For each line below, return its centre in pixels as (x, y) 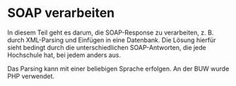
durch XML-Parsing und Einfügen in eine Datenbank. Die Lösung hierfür (112, 39)
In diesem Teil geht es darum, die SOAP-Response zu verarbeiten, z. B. (111, 32)
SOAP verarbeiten (61, 13)
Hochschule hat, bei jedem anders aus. (64, 55)
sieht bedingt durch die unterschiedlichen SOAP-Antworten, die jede (107, 47)
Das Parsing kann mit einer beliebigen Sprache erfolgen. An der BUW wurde (118, 68)
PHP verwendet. (31, 76)
